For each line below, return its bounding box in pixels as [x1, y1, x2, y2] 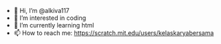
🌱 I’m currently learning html [13, 21, 94, 29]
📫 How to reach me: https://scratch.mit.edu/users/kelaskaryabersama [13, 29, 214, 37]
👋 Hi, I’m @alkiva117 [13, 7, 70, 14]
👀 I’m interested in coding [13, 14, 87, 22]
